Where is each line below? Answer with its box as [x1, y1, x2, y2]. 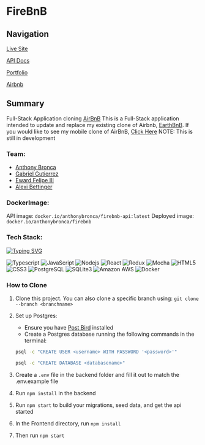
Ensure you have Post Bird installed [24, 324, 114, 331]
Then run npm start [15, 431, 65, 439]
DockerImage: [6, 198, 50, 207]
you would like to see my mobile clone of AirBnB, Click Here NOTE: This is [6, 128, 193, 135]
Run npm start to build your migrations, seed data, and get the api [15, 401, 182, 409]
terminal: [24, 337, 47, 344]
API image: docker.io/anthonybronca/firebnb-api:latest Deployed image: [6, 212, 195, 220]
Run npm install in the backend [15, 389, 96, 397]
